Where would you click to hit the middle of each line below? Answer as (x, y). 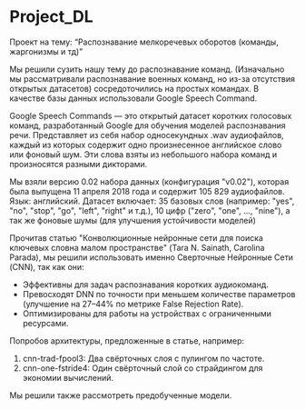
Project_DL (51, 17)
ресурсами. (45, 323)
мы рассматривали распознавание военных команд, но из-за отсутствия (152, 78)
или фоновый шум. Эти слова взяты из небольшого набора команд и (143, 154)
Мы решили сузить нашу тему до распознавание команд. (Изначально (147, 69)
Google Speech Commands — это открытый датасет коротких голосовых (151, 115)
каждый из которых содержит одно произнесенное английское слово (146, 145)
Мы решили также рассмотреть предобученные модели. (121, 395)
